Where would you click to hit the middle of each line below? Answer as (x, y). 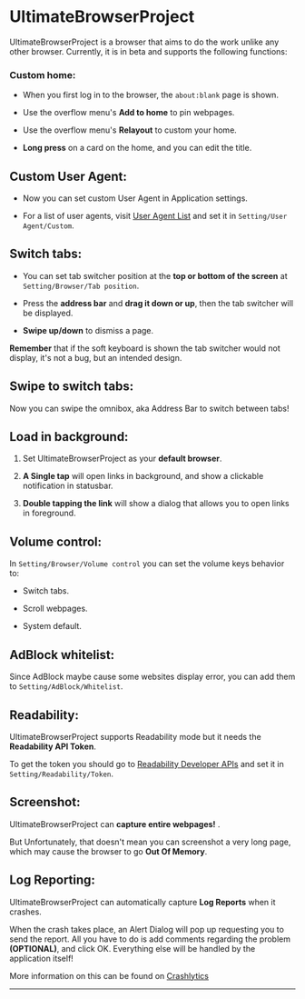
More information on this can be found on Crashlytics (109, 975)
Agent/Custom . (48, 225)
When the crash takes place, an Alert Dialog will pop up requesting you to (147, 929)
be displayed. (48, 313)
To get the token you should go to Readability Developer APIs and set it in (147, 764)
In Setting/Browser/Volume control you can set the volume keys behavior (147, 564)
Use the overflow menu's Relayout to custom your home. (130, 130)
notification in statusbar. (68, 486)
